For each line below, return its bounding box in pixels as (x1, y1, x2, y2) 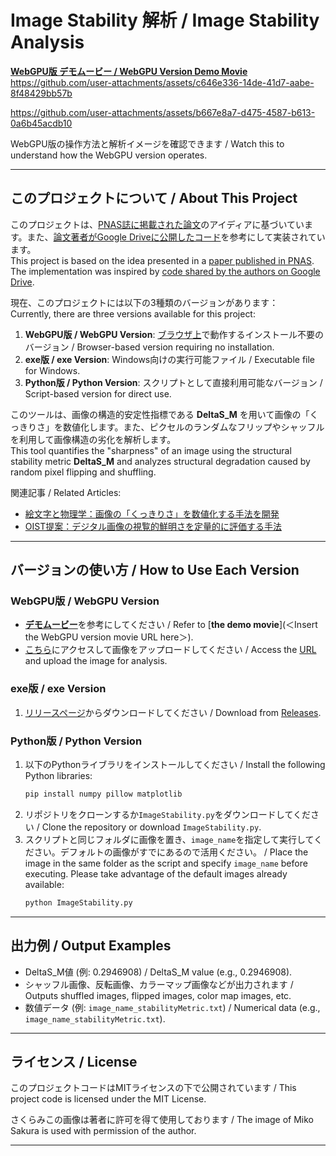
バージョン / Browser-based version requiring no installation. (24, 341, 275, 353)
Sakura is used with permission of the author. (10, 1125, 197, 1137)
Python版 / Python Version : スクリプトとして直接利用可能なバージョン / (24, 376, 323, 388)
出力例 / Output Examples (10, 937, 172, 955)
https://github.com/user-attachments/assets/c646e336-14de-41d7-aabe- (10, 76, 315, 88)
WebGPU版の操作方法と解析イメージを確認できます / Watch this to (10, 137, 285, 150)
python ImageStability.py (24, 897, 133, 908)
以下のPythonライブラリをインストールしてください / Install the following (24, 759, 326, 771)
